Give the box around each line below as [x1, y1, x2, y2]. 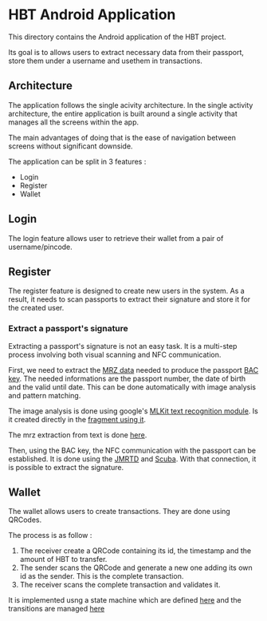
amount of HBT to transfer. [19, 555, 108, 564]
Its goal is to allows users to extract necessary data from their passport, [8, 47, 245, 57]
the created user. [8, 303, 65, 313]
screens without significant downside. [8, 141, 133, 151]
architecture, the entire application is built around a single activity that [8, 109, 238, 118]
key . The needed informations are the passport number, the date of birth [8, 374, 246, 383]
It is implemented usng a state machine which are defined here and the [8, 595, 241, 605]
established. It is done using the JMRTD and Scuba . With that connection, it [8, 453, 257, 464]
